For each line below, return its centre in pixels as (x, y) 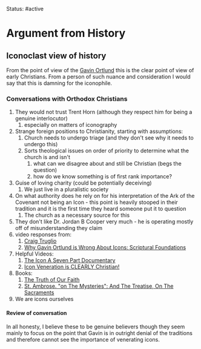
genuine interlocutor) (41, 118)
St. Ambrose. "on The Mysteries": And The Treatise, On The (99, 286)
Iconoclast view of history (56, 56)
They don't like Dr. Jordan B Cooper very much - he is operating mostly (104, 222)
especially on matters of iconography (71, 125)
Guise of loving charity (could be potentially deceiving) (84, 183)
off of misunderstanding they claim (59, 228)
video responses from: (43, 235)
